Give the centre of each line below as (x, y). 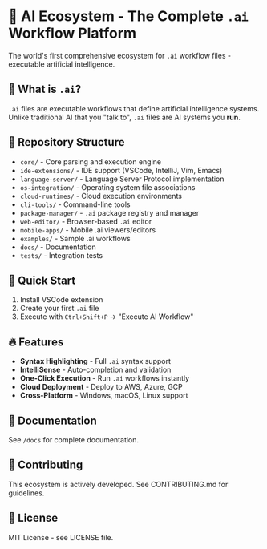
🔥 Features (36, 342)
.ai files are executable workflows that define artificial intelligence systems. (134, 108)
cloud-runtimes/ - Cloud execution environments (101, 196)
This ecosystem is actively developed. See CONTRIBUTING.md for (118, 484)
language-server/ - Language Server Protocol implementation (122, 179)
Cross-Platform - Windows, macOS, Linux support (104, 395)
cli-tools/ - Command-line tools (75, 204)
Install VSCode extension (61, 300)
